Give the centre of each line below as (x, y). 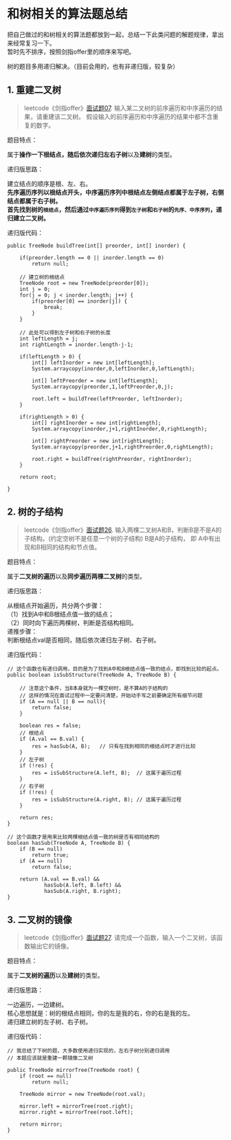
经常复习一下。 (34, 43)
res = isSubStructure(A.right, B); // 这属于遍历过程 (107, 799)
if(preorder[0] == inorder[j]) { (80, 301)
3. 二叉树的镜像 (40, 919)
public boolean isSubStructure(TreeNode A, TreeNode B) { (92, 675)
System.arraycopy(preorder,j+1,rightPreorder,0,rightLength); (123, 447)
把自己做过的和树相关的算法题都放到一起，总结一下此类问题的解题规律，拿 (112, 34)
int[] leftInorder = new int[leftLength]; (93, 363)
